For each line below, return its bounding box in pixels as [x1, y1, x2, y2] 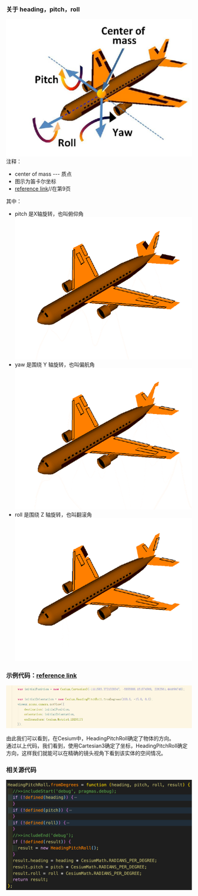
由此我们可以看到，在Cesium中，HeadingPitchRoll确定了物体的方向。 [6, 734, 175, 741]
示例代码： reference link [6, 671, 77, 680]
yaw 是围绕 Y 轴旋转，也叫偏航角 [14, 361, 95, 368]
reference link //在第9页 [14, 185, 71, 192]
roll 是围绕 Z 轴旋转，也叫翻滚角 [14, 511, 93, 518]
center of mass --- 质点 [14, 170, 72, 178]
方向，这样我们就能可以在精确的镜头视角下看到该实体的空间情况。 [6, 749, 166, 756]
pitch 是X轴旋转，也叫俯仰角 [14, 210, 84, 217]
